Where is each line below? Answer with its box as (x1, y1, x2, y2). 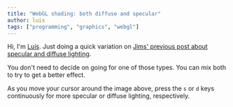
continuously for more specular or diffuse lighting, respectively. (7, 92, 190, 100)
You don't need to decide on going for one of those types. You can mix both (7, 64, 226, 72)
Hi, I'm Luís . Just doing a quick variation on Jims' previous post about (7, 43, 208, 51)
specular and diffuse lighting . (7, 50, 92, 58)
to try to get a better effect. (7, 71, 85, 79)
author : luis (7, 17, 45, 24)
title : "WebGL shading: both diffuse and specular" (7, 10, 161, 17)
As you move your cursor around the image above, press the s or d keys (7, 85, 215, 93)
